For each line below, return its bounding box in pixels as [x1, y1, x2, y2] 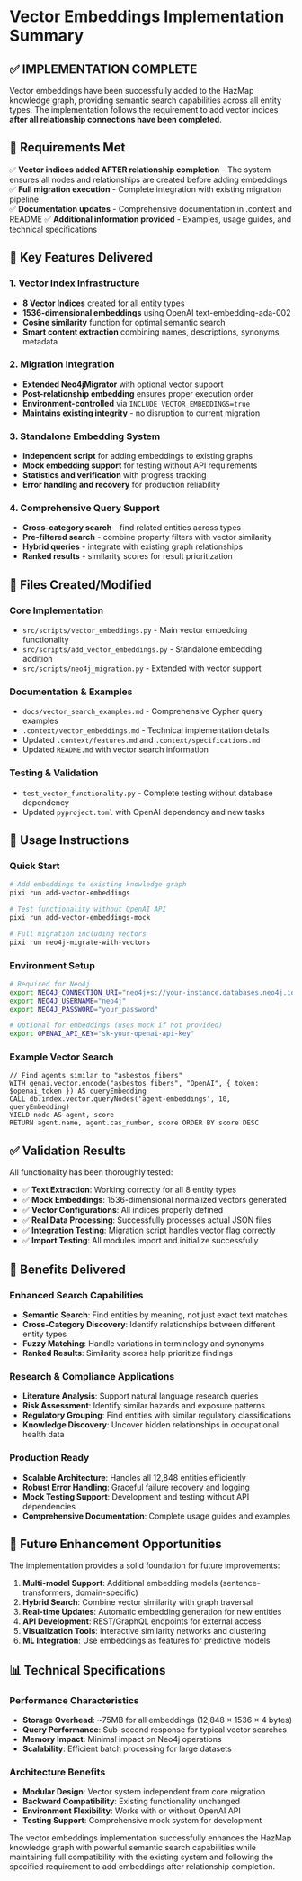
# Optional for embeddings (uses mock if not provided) [9, 1021, 223, 1030]
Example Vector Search [9, 1051, 114, 1063]
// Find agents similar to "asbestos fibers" [9, 1071, 182, 1080]
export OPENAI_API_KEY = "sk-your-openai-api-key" [9, 1030, 195, 1039]
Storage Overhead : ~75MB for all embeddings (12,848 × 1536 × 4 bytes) [22, 1715, 293, 1726]
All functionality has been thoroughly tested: [9, 1167, 173, 1178]
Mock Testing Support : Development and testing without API [22, 1491, 250, 1502]
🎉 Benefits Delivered [9, 1262, 126, 1277]
